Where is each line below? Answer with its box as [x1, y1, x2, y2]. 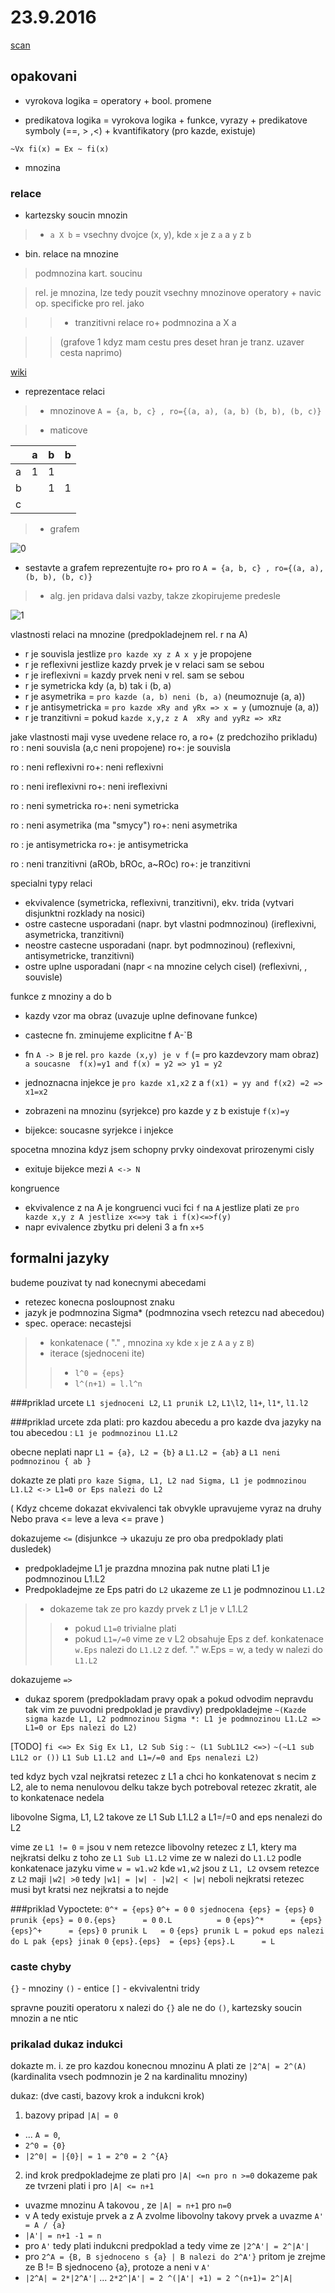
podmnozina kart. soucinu [34, 267, 143, 280]
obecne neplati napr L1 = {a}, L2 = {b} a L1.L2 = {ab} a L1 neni [10, 1446, 281, 1458]
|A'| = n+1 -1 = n [24, 2231, 102, 2241]
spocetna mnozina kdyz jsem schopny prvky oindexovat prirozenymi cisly [10, 1144, 315, 1156]
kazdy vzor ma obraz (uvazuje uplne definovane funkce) [24, 1010, 258, 1022]
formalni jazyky [10, 1250, 110, 1267]
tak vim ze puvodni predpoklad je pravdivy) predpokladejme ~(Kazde [24, 1703, 307, 1715]
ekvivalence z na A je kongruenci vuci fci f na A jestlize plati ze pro [24, 1202, 300, 1214]
